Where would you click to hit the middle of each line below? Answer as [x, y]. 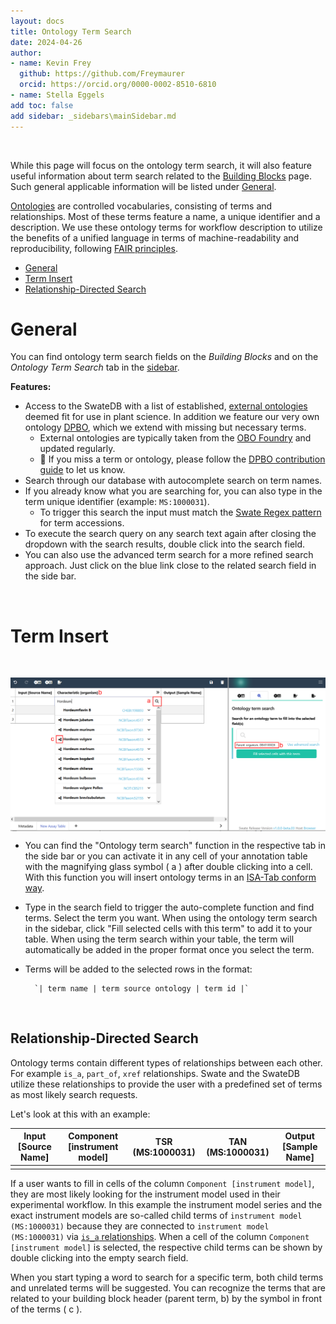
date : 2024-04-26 [46, 42]
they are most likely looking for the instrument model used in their [145, 1194]
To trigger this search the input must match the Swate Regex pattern [180, 512]
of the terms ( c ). [46, 1309]
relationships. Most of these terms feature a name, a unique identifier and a [165, 216]
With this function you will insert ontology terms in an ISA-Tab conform [170, 877]
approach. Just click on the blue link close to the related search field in [170, 566]
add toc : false [42, 105]
